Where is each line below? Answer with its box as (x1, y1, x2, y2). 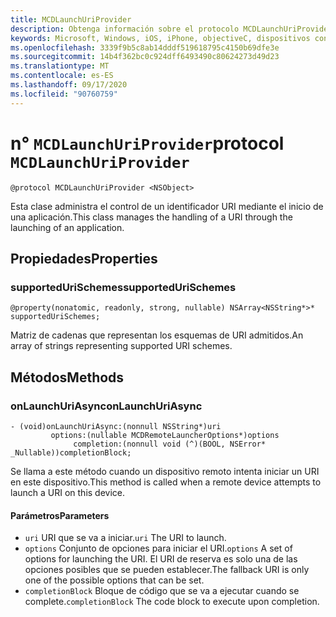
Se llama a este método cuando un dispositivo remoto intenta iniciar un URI (10, 465, 320, 477)
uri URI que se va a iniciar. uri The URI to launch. (24, 532, 227, 544)
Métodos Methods (10, 369, 125, 386)
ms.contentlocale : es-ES (10, 71, 114, 81)
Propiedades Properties (10, 250, 158, 267)
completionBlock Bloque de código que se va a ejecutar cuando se (24, 585, 300, 597)
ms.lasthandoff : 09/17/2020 (10, 80, 128, 90)
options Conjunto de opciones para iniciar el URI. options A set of (24, 542, 293, 555)
